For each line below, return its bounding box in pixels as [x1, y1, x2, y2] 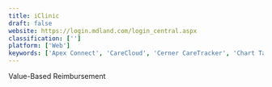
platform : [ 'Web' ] [8, 42, 70, 50]
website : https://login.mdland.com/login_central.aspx [8, 27, 198, 35]
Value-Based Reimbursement [8, 72, 106, 81]
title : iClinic [8, 11, 60, 20]
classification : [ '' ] [8, 34, 82, 43]
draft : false [8, 19, 53, 27]
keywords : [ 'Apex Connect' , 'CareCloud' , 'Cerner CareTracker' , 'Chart [8, 49, 255, 57]
